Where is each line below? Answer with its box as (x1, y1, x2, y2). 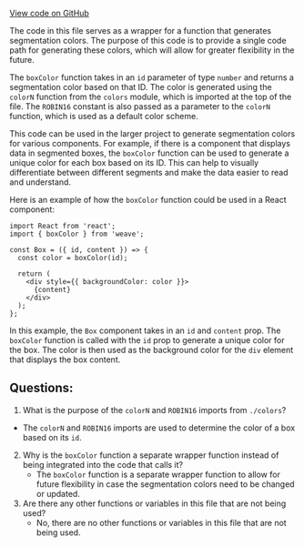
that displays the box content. (9, 354, 121, 365)
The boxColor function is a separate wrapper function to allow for (35, 469, 280, 480)
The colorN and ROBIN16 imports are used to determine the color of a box (22, 422, 296, 433)
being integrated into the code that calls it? (22, 459, 184, 470)
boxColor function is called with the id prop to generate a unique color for (9, 335, 285, 345)
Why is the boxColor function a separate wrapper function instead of (22, 450, 279, 461)
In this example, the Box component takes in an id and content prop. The (9, 325, 281, 336)
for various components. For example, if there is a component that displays (9, 138, 291, 148)
